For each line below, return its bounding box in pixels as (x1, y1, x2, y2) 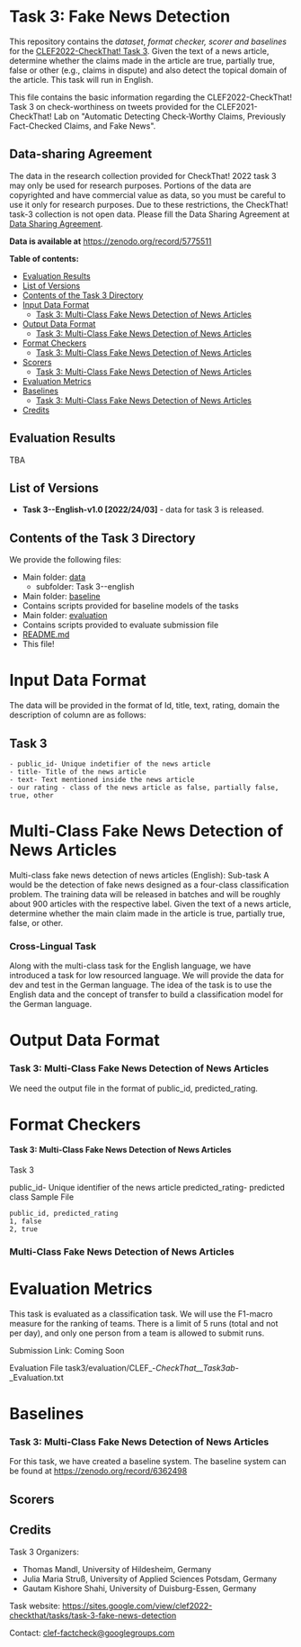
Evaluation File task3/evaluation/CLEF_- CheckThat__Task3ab (9, 1362, 235, 1373)
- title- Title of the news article (9, 767, 146, 776)
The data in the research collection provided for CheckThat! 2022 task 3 (9, 170, 277, 181)
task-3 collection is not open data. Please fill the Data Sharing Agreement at (9, 209, 290, 220)
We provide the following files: (9, 554, 122, 565)
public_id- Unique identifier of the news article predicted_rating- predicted (9, 1182, 285, 1193)
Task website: (9, 1600, 61, 1611)
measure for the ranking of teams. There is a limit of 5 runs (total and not (9, 1318, 279, 1328)
